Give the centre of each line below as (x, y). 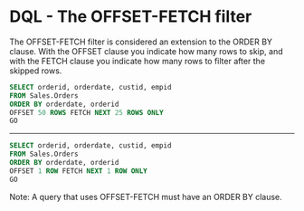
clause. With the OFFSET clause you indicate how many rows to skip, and (146, 51)
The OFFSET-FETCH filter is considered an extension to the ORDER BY (141, 42)
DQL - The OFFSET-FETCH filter (131, 17)
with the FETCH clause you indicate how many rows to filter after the (137, 61)
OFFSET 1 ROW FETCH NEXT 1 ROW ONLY (78, 171)
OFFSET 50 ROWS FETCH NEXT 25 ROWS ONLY (87, 112)
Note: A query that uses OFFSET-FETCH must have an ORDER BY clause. (146, 197)
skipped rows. (36, 71)
